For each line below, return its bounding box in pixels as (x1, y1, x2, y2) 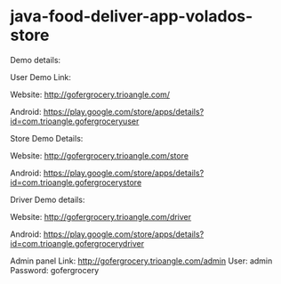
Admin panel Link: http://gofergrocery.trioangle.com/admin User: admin (10, 256, 273, 266)
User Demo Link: (10, 71, 72, 82)
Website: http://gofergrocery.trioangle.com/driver (10, 211, 192, 222)
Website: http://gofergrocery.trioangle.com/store (10, 150, 189, 161)
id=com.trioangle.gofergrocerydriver (10, 238, 145, 248)
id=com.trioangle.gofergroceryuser (10, 116, 140, 126)
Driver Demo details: (10, 194, 85, 205)
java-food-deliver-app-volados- (10, 6, 253, 27)
